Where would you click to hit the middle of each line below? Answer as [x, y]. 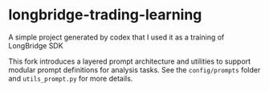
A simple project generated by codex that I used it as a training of [116, 37]
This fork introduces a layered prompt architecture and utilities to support [130, 61]
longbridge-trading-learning [105, 15]
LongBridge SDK [36, 45]
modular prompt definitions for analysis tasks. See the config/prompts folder [134, 69]
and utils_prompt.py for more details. [71, 78]
